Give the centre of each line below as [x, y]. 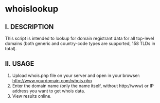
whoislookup [32, 9]
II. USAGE [20, 64]
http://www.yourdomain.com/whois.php [52, 80]
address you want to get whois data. [48, 91]
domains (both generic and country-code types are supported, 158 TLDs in [80, 44]
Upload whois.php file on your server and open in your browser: [76, 75]
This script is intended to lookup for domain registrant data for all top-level [80, 38]
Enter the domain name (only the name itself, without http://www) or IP [83, 86]
